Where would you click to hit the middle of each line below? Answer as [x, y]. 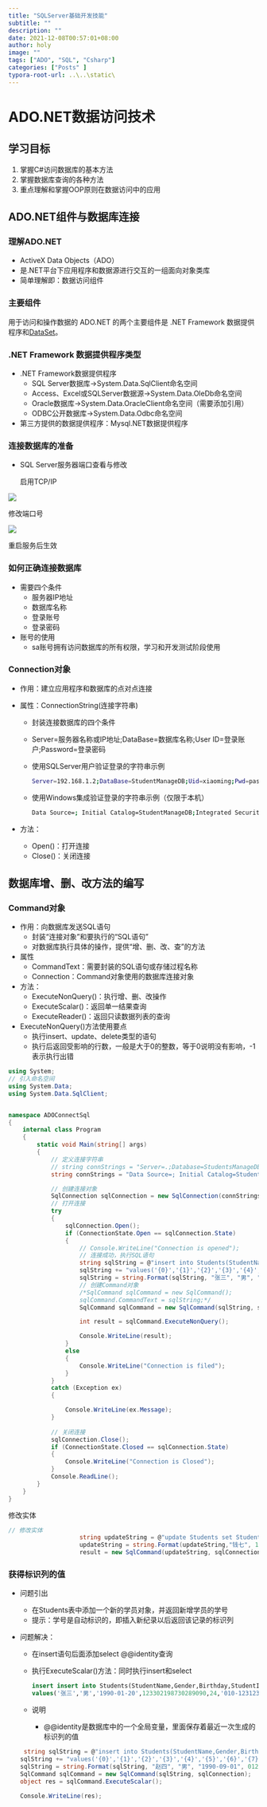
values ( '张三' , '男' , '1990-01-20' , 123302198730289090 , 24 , [126, 1694]
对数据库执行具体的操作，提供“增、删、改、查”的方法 [118, 947]
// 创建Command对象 [109, 1285]
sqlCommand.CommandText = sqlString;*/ [145, 1300]
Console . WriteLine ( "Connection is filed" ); [152, 1366]
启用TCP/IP [38, 482]
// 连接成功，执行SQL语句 [117, 1256]
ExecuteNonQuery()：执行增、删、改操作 [99, 997]
